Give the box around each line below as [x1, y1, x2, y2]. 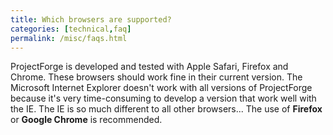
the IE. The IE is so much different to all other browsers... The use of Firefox [10, 103, 323, 115]
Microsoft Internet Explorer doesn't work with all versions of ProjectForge [10, 82, 313, 94]
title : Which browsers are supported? [10, 14, 172, 25]
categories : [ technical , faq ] [10, 24, 132, 34]
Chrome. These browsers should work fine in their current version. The [10, 71, 303, 83]
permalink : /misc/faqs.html [10, 33, 128, 43]
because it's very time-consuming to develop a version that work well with [10, 92, 317, 105]
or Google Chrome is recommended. [10, 114, 163, 126]
